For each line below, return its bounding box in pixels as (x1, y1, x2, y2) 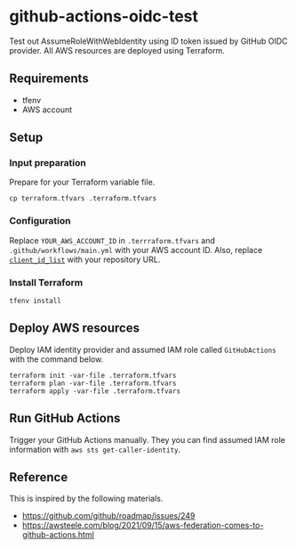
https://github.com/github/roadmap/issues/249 (21, 511, 196, 521)
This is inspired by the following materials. (9, 493, 164, 504)
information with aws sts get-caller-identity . (9, 444, 181, 455)
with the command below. (9, 354, 104, 365)
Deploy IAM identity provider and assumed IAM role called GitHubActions (9, 344, 277, 355)
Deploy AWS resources (9, 321, 140, 336)
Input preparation (9, 157, 87, 169)
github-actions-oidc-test (9, 6, 198, 27)
